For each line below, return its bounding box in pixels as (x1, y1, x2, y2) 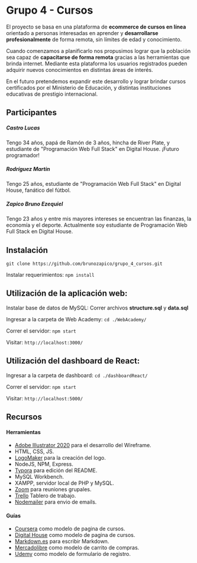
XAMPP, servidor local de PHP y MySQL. (14, 479, 114, 487)
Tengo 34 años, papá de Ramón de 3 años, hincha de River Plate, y (6, 139, 170, 146)
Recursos (6, 412, 43, 422)
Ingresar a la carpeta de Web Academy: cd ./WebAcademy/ (6, 315, 147, 322)
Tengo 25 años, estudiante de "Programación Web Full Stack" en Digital (6, 181, 182, 188)
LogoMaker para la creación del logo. (14, 454, 106, 461)
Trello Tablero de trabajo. (14, 492, 76, 499)
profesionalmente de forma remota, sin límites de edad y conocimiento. (6, 36, 182, 43)
